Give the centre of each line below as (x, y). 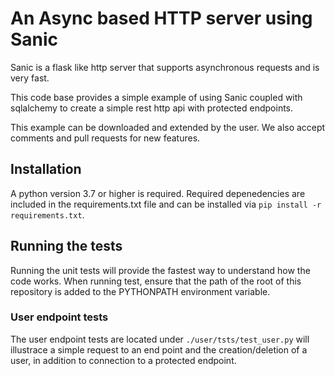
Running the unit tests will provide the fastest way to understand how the (160, 270)
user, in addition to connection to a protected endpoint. (123, 360)
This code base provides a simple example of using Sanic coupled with (156, 97)
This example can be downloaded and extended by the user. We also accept (168, 127)
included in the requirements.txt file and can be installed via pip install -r (166, 204)
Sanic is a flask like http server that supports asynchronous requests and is (165, 67)
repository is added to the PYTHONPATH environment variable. (140, 291)
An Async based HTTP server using (161, 18)
